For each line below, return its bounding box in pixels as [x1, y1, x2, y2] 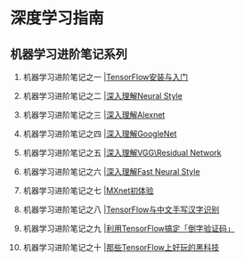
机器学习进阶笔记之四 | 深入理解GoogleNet [22, 128, 177, 139]
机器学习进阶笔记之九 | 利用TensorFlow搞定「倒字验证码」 [22, 224, 235, 233]
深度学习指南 [10, 8, 105, 29]
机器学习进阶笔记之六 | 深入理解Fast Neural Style [22, 167, 200, 176]
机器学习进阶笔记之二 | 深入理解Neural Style [22, 91, 183, 101]
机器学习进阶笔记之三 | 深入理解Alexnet [22, 110, 166, 120]
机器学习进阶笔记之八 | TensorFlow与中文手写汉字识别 [22, 204, 220, 215]
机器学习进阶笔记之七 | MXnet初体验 [22, 185, 154, 196]
